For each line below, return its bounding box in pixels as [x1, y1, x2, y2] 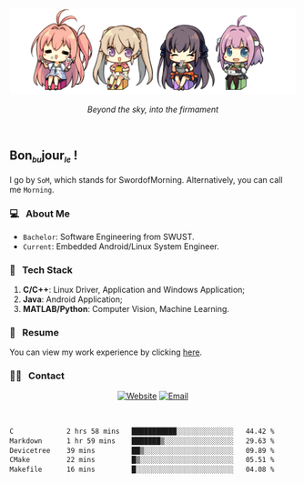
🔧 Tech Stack [9, 263, 73, 276]
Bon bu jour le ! [9, 147, 78, 166]
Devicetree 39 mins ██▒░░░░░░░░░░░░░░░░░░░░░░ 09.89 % [9, 446, 275, 455]
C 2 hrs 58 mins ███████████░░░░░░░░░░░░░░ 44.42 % [9, 427, 275, 436]
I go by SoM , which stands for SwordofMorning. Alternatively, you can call [9, 174, 283, 185]
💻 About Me [9, 207, 71, 220]
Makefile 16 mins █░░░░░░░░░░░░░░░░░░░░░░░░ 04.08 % [9, 465, 275, 475]
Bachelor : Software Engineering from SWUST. [22, 231, 195, 242]
